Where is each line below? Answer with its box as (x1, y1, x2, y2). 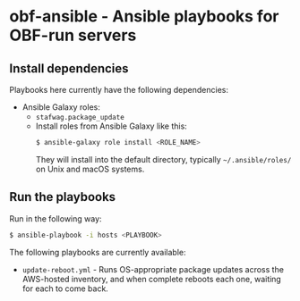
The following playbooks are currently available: (9, 247, 186, 257)
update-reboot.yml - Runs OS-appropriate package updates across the (21, 263, 285, 274)
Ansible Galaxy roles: (21, 102, 100, 113)
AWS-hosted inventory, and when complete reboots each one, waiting (21, 273, 282, 284)
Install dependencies (9, 61, 129, 76)
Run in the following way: (9, 213, 102, 224)
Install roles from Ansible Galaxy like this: (35, 121, 188, 131)
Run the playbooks (9, 189, 116, 205)
